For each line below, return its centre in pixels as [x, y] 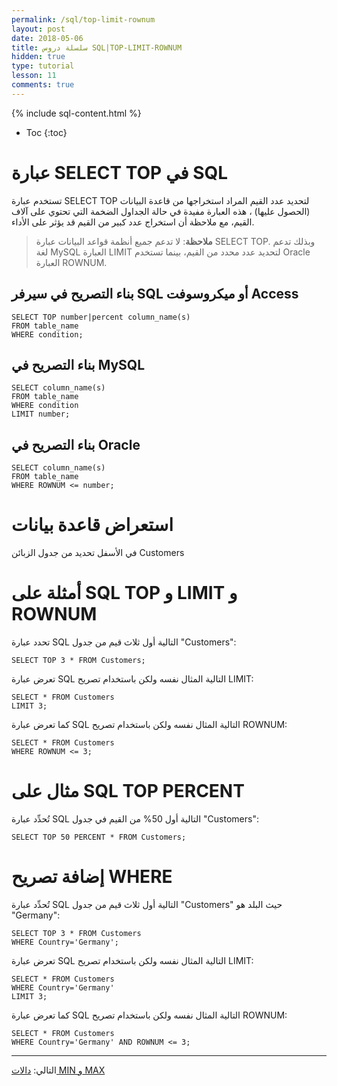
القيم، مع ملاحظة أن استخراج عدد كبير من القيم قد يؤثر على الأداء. [133, 222]
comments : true [43, 85]
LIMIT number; [41, 414]
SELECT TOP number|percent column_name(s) [101, 317]
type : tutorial [43, 66]
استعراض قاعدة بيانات [92, 525]
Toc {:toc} [46, 132]
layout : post [38, 29]
